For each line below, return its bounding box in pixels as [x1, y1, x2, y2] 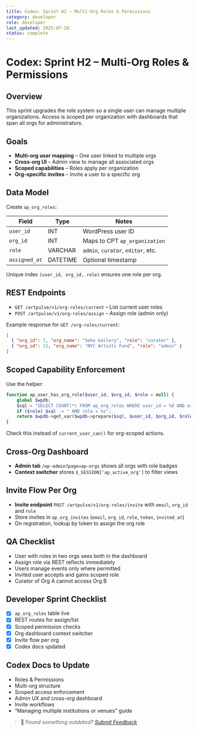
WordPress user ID [83, 227, 135, 235]
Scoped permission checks [14, 623, 81, 630]
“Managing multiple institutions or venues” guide [14, 707, 133, 714]
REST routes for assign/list [14, 617, 79, 624]
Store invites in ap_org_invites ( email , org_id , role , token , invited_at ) [14, 513, 185, 520]
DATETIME [47, 256, 77, 264]
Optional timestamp [83, 256, 137, 264]
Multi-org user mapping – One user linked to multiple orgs [14, 152, 157, 159]
